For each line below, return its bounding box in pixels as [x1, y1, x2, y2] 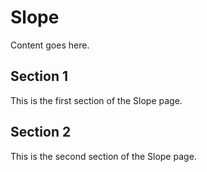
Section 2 [10, 124, 72, 141]
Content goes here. [10, 39, 90, 51]
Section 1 [10, 68, 68, 85]
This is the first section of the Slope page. [10, 94, 183, 106]
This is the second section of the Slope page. [10, 150, 197, 162]
